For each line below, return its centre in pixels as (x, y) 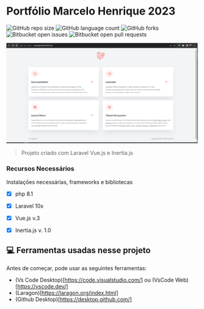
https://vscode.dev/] (43, 286)
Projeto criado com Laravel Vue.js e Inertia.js (77, 153)
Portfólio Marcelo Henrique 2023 (91, 11)
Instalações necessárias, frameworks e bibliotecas (70, 182)
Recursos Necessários (40, 169)
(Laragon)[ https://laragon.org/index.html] (66, 293)
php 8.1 (24, 194)
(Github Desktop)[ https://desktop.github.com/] (73, 299)
